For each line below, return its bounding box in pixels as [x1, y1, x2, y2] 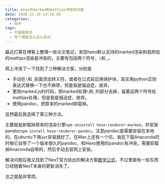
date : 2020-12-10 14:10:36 [5, 12, 61, 17]
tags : [5, 26, 16, 31]
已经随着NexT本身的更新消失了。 [5, 163, 73, 169]
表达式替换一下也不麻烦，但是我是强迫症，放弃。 [12, 82, 112, 88]
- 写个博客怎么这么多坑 [9, 35, 51, 40]
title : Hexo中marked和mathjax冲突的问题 [5, 7, 84, 12]
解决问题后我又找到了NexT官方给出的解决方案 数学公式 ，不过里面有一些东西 [5, 156, 159, 163]
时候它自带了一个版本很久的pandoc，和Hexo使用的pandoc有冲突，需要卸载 [5, 140, 159, 146]
